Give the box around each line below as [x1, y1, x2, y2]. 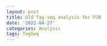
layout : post [6, 8, 39, 15]
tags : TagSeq [6, 31, 39, 37]
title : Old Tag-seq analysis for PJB [6, 14, 102, 20]
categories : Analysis [6, 25, 61, 32]
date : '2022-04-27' [6, 20, 56, 26]
